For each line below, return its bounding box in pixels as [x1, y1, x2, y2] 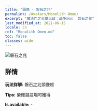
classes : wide [5, 39, 34, 43]
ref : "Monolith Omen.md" [5, 29, 55, 34]
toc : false [5, 34, 27, 39]
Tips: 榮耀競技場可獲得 [5, 92, 51, 97]
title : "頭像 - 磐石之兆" [5, 7, 53, 12]
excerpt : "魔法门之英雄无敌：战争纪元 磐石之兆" [5, 16, 95, 21]
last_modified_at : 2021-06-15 [5, 20, 66, 26]
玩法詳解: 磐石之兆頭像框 [5, 82, 55, 87]
